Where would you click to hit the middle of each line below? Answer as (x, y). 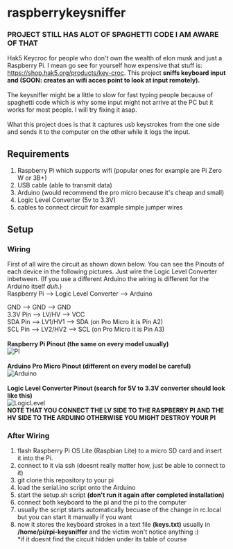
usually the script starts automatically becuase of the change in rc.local (119, 510)
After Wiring (28, 435)
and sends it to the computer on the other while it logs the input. (99, 132)
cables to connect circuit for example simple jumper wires (100, 208)
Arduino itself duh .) (35, 286)
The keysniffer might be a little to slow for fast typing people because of (110, 95)
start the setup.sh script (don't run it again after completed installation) (121, 495)
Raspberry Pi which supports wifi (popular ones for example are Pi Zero (119, 171)
